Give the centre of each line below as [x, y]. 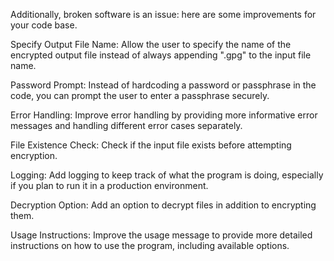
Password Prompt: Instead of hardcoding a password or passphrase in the [163, 85]
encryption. [34, 155]
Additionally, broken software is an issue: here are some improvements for [163, 14]
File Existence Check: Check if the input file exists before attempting [151, 145]
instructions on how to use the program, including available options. [150, 245]
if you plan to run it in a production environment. [109, 185]
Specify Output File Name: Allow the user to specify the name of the [151, 44]
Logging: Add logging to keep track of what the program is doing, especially [167, 175]
